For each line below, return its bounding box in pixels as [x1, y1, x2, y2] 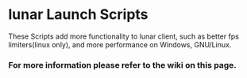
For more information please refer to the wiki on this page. [8, 59, 237, 70]
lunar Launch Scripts [8, 6, 149, 24]
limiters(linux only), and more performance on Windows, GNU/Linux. [8, 39, 232, 49]
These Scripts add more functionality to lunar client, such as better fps [8, 32, 240, 41]
